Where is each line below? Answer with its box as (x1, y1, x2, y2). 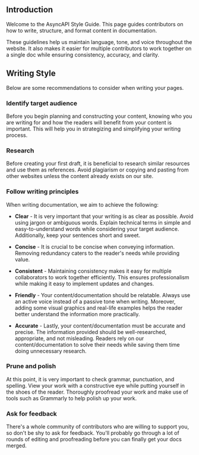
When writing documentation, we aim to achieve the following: (6, 201, 159, 208)
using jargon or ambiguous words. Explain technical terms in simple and (14, 219, 191, 226)
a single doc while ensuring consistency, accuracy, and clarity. (6, 51, 159, 58)
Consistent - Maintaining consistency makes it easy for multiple (14, 267, 172, 275)
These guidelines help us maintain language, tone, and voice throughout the (6, 38, 192, 45)
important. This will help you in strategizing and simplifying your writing (6, 125, 181, 132)
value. (14, 255, 30, 263)
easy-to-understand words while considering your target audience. (14, 225, 179, 232)
